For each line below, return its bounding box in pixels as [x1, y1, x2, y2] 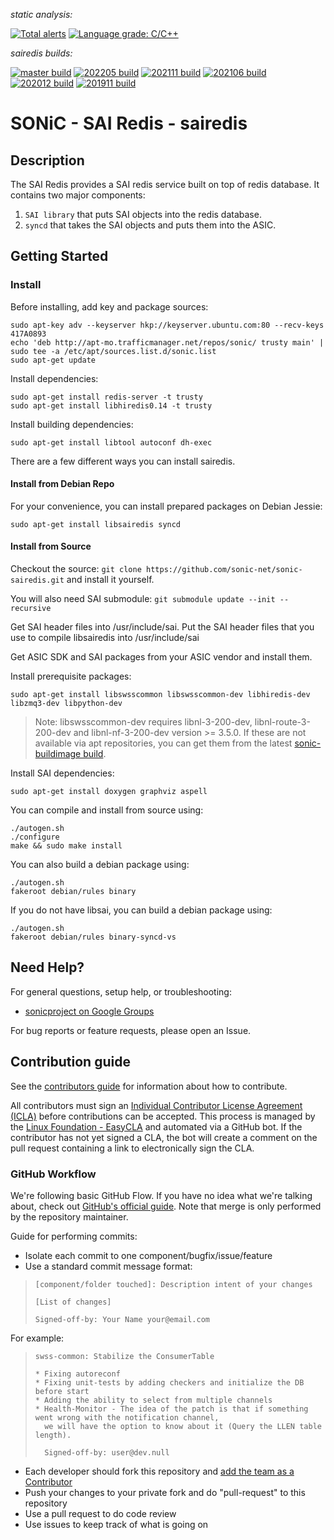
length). [34, 1430, 72, 1441]
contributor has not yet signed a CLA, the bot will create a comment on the [10, 1131, 318, 1143]
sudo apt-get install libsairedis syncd [10, 519, 182, 529]
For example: [10, 1332, 65, 1344]
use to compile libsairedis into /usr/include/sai [10, 632, 200, 644]
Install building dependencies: [10, 418, 134, 430]
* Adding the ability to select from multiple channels [34, 1395, 273, 1406]
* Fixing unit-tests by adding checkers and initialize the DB [34, 1378, 305, 1388]
